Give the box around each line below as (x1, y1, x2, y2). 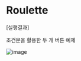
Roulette (6, 4, 48, 17)
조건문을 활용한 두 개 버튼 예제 (6, 36, 76, 43)
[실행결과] (6, 24, 30, 31)
